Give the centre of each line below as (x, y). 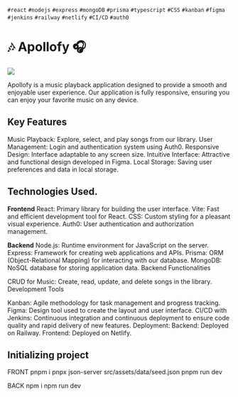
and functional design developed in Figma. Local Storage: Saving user (110, 162)
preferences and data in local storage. (63, 169)
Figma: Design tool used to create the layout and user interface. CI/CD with (117, 310)
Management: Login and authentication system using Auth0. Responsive (113, 147)
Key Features (37, 122)
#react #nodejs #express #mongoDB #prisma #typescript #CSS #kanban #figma (116, 10)
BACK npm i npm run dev (44, 386)
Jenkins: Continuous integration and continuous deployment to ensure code (118, 318)
